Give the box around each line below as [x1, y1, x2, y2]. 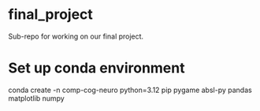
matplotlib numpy [8, 93, 65, 103]
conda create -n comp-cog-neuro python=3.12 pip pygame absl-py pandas [8, 85, 252, 94]
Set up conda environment [8, 59, 185, 77]
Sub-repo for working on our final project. [8, 31, 144, 41]
